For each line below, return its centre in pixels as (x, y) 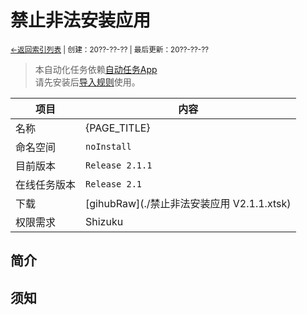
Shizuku (104, 221)
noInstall (108, 146)
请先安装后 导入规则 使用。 (87, 82)
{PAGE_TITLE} (118, 128)
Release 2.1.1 (119, 165)
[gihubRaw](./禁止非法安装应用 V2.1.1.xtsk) (188, 203)
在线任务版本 (46, 184)
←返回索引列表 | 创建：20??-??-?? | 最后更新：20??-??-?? (110, 49)
